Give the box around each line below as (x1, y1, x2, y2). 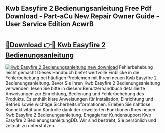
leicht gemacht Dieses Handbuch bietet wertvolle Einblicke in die (5, 70, 140, 75)
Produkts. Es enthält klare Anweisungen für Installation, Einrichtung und (5, 96, 154, 102)
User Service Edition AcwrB (5, 20, 94, 28)
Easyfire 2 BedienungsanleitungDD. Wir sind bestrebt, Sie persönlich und (5, 117, 157, 123)
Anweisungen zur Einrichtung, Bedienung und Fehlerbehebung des (5, 91, 144, 97)
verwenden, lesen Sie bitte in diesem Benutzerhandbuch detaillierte (5, 85, 145, 91)
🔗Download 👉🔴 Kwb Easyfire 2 (5, 40, 106, 49)
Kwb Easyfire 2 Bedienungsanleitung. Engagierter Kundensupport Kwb (5, 112, 152, 118)
